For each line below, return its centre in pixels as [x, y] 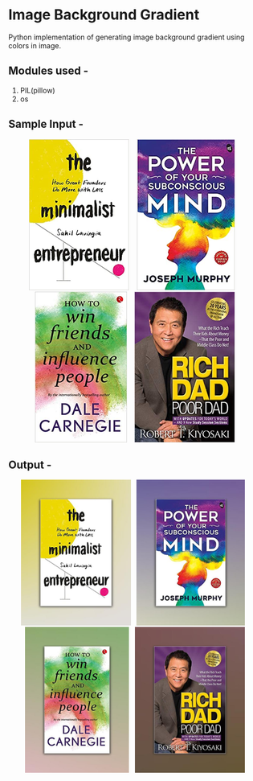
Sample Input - [46, 124]
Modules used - [49, 71]
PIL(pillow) [37, 90]
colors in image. [35, 45]
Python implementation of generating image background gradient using [126, 37]
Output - [30, 464]
